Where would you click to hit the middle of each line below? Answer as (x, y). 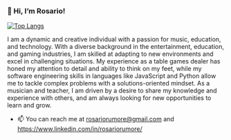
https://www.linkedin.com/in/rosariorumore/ (80, 129)
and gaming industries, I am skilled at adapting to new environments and (110, 54)
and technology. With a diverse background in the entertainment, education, (116, 47)
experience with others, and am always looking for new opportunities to (109, 98)
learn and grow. (29, 106)
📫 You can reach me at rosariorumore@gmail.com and (95, 119)
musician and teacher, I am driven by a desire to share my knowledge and (112, 91)
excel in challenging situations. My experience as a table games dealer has (114, 61)
